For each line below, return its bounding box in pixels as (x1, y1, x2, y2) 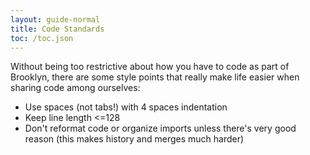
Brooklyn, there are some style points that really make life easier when (10, 71, 300, 83)
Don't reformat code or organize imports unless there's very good (24, 122, 297, 135)
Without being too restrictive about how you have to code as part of (10, 61, 290, 73)
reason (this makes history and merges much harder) (24, 133, 245, 145)
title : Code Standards (10, 24, 105, 34)
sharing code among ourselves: (10, 82, 141, 94)
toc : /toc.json (10, 33, 74, 43)
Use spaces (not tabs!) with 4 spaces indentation (24, 101, 228, 113)
